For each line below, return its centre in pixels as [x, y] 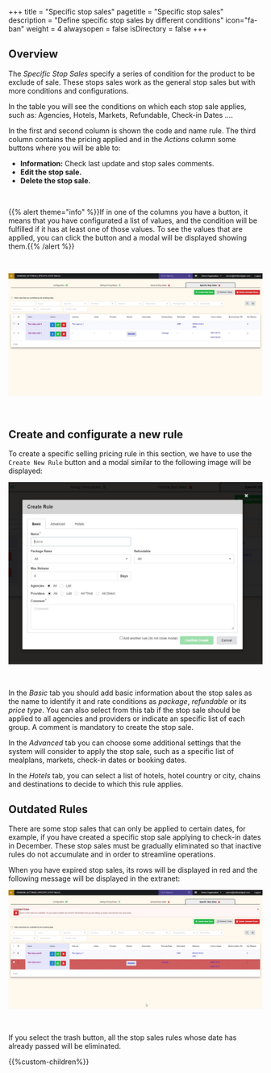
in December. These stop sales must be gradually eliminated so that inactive [135, 846]
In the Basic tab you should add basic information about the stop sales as [130, 693]
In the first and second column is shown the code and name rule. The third [132, 130]
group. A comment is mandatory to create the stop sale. [101, 727]
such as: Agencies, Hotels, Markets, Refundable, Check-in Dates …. [121, 115]
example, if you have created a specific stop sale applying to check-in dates [135, 837]
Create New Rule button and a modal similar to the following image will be [130, 463]
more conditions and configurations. [69, 90]
